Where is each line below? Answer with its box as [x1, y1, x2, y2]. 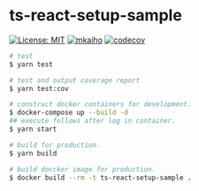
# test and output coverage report [9, 76, 141, 85]
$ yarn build [9, 149, 57, 157]
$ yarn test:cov [9, 84, 69, 93]
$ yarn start [9, 125, 57, 134]
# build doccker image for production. [9, 164, 157, 173]
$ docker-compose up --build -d [9, 108, 128, 118]
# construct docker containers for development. [9, 100, 192, 109]
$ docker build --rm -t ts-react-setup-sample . [9, 173, 192, 182]
